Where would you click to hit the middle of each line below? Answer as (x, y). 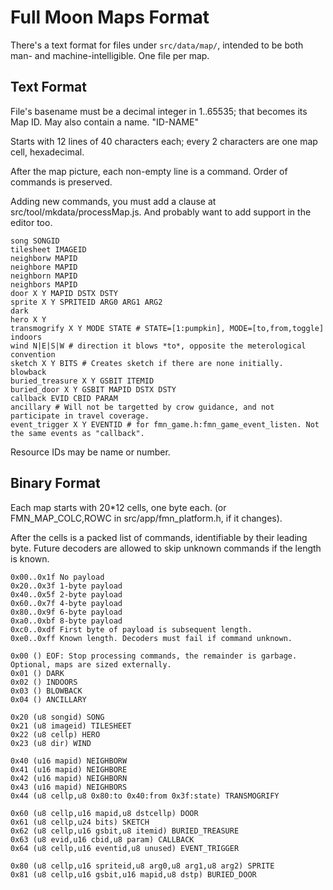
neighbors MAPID (44, 284)
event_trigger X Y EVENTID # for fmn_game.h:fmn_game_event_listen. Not (165, 424)
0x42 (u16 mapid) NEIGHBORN (69, 778)
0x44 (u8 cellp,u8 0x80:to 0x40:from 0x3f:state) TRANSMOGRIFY (145, 796)
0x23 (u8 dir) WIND (51, 743)
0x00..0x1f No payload (57, 577)
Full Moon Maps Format (110, 17)
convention (33, 354)
